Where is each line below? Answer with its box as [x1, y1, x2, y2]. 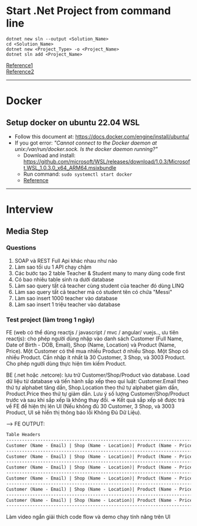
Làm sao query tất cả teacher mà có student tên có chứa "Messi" [14, 288, 172, 295]
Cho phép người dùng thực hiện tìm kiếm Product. [6, 360, 127, 367]
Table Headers [6, 432, 41, 438]
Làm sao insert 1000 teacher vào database [14, 294, 118, 301]
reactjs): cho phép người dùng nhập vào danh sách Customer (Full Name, [6, 335, 184, 342]
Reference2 [6, 68, 35, 75]
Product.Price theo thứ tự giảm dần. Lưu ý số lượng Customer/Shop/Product [6, 390, 189, 397]
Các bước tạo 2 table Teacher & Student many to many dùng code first [14, 269, 186, 277]
